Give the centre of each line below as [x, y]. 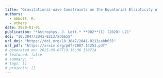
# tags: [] [16, 63]
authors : [14, 14]
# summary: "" [19, 59]
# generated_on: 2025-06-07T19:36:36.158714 [51, 50]
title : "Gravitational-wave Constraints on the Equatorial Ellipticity [79, 9]
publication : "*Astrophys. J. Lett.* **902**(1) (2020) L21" [68, 32]
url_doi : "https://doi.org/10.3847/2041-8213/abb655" [61, 41]
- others [18, 23]
